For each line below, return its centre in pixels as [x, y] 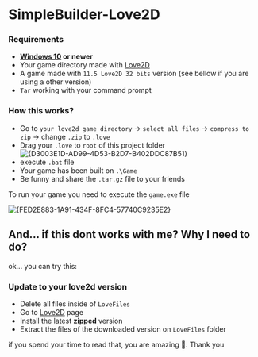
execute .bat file [47, 162]
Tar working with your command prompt [86, 90]
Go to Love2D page [52, 312]
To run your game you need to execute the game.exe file [99, 194]
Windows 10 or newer [56, 56]
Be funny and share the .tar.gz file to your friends [102, 178]
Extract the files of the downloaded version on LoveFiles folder [123, 329]
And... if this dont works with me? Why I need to [129, 234]
